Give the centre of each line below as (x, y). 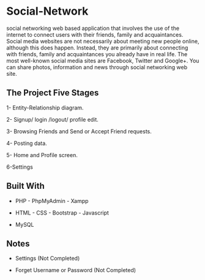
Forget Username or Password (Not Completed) (76, 270)
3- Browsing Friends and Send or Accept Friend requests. (79, 131)
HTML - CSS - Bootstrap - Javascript (62, 213)
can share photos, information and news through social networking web (97, 67)
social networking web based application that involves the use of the (93, 28)
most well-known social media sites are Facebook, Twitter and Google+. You (103, 61)
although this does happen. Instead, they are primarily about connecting (97, 48)
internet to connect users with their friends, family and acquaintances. (95, 34)
